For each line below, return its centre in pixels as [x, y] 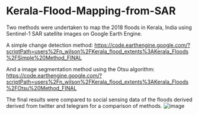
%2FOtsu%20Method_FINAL [41, 88]
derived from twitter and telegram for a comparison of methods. [84, 106]
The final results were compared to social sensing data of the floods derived [99, 100]
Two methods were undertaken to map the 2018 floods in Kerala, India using [99, 27]
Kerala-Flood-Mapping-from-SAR [91, 11]
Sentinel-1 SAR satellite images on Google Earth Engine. [74, 33]
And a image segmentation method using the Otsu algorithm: [81, 69]
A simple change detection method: [49, 45]
